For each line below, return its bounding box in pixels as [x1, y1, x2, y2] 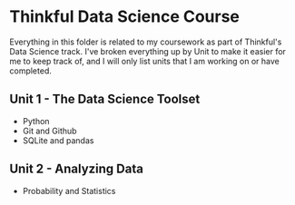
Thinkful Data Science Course [9, 6, 241, 27]
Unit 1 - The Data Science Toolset [9, 92, 201, 107]
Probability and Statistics [22, 185, 116, 196]
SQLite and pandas [22, 134, 94, 146]
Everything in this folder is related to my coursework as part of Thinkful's [9, 36, 282, 47]
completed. [9, 65, 52, 76]
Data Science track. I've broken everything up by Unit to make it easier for [9, 45, 286, 56]
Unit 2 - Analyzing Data [9, 161, 143, 177]
